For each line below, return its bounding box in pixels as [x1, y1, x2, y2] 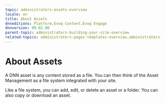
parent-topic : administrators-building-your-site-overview [5, 30, 129, 35]
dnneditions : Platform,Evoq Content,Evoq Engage [5, 21, 107, 26]
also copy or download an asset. [5, 92, 72, 98]
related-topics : [5, 35, 39, 40]
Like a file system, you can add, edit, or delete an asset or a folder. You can [5, 87, 158, 93]
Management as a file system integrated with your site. [5, 77, 117, 83]
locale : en [5, 12, 28, 17]
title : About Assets [5, 16, 48, 21]
